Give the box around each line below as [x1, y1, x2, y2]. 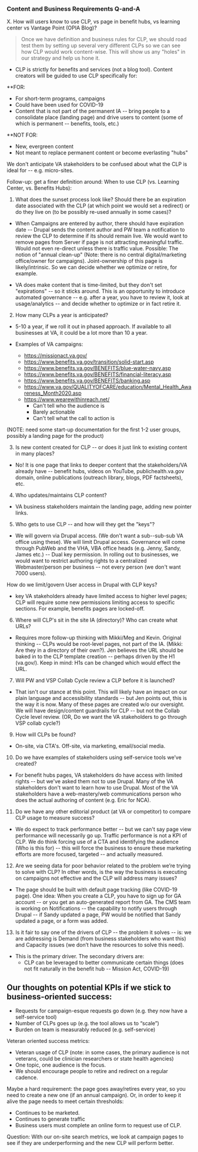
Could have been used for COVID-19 [15, 101, 103, 108]
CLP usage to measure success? [15, 814, 95, 821]
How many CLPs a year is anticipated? [15, 312, 109, 319]
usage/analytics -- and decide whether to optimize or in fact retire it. [15, 300, 182, 308]
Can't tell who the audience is [32, 402, 105, 410]
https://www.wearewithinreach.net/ [24, 396, 110, 403]
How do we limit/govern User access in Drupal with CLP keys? [6, 581, 157, 588]
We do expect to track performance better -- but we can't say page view [15, 826, 192, 833]
